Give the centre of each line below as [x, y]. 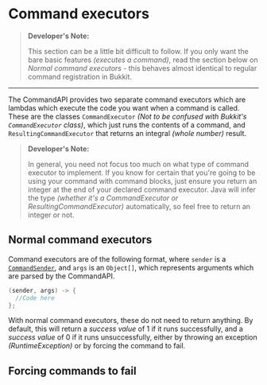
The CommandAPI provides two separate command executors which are [127, 99]
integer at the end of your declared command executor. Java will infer [142, 189]
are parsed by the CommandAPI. [62, 276]
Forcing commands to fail [72, 371]
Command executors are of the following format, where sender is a [117, 259]
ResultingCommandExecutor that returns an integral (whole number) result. [128, 133]
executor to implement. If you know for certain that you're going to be [141, 173]
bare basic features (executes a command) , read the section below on [143, 60]
